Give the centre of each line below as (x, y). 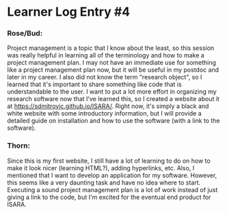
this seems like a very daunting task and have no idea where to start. (104, 183)
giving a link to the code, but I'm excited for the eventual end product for (109, 197)
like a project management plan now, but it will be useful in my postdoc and (113, 70)
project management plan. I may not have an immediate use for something (112, 63)
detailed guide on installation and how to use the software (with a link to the (113, 121)
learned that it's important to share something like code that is (95, 84)
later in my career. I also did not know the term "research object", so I (105, 77)
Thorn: (19, 146)
